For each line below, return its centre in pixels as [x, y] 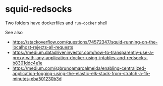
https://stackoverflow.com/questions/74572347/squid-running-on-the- [85, 42]
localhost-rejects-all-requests [43, 47]
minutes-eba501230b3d [37, 79]
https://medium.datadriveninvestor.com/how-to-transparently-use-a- [83, 52]
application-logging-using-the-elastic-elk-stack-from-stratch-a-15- [81, 73]
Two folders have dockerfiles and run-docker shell [56, 23]
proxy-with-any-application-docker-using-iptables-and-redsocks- [80, 57]
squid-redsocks [39, 9]
